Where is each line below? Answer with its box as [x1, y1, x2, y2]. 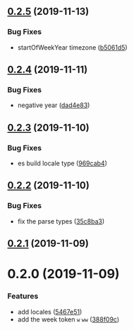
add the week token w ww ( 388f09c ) [17, 315, 120, 324]
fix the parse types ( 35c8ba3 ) [17, 216, 105, 226]
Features [7, 291, 39, 301]
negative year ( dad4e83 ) [17, 101, 90, 109]
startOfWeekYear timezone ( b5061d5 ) [17, 43, 128, 52]
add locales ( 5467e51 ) [17, 307, 83, 316]
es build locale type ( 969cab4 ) [17, 159, 107, 167]
